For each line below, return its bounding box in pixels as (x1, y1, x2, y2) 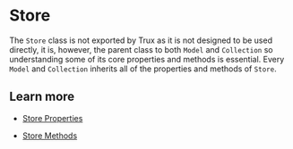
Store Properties (22, 112, 83, 123)
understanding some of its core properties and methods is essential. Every (9, 54, 285, 64)
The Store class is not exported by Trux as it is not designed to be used (9, 35, 273, 46)
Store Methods (22, 130, 78, 141)
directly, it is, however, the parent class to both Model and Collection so (9, 44, 273, 54)
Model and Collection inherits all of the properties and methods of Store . (9, 63, 277, 74)
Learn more (9, 89, 75, 104)
